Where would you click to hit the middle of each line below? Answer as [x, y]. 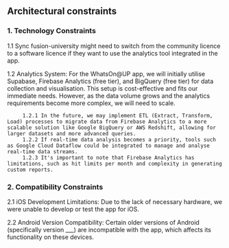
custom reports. [30, 170]
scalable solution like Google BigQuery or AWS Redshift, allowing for [111, 127]
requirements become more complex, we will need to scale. [92, 103]
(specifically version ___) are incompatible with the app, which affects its [109, 229]
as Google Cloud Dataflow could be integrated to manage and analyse [109, 146]
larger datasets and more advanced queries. [72, 133]
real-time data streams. [43, 151]
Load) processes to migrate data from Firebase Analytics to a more [107, 122]
